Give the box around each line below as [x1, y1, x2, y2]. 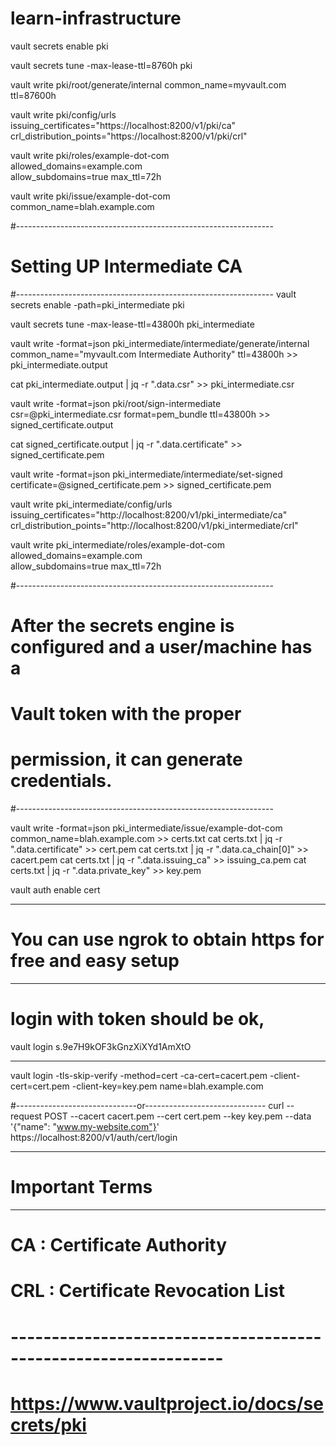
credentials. [10, 770, 113, 792]
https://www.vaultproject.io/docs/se [10, 1392, 324, 1415]
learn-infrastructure [10, 7, 182, 30]
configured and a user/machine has [10, 636, 313, 659]
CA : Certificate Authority [10, 1234, 228, 1257]
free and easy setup [10, 950, 180, 972]
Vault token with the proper [10, 703, 242, 726]
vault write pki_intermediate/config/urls [10, 498, 173, 510]
